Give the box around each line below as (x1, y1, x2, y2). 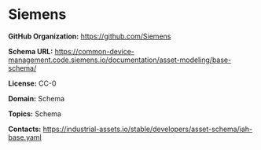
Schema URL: (8, 46, 53, 56)
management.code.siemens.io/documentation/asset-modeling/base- (8, 55, 232, 64)
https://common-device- (54, 46, 135, 56)
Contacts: (8, 124, 42, 134)
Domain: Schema (8, 93, 65, 103)
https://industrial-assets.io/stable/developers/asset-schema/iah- (42, 124, 253, 134)
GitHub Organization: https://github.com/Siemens (8, 31, 171, 41)
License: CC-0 (8, 79, 57, 88)
